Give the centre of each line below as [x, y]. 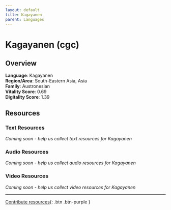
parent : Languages [25, 19]
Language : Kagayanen [29, 76]
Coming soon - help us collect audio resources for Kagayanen [70, 163]
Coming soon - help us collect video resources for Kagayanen [70, 187]
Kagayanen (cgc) [42, 44]
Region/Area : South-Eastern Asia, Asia [46, 81]
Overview [21, 63]
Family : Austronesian [27, 86]
